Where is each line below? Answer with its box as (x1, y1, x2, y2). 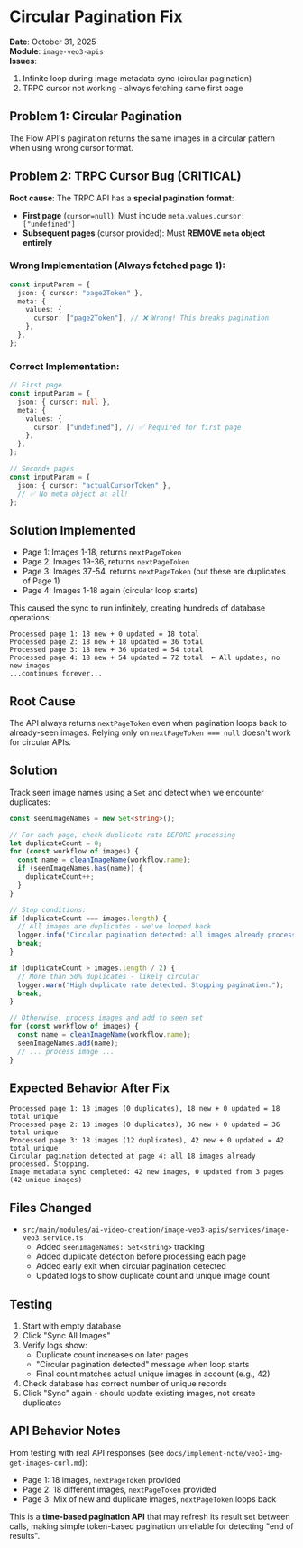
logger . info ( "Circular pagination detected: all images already (17, 930, 264, 940)
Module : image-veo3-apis (9, 45, 104, 56)
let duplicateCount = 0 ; (9, 838, 103, 848)
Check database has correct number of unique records (22, 1378, 227, 1389)
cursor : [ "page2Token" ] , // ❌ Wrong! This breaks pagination (32, 313, 270, 322)
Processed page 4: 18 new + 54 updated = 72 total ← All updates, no (9, 653, 280, 663)
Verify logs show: (22, 1339, 87, 1351)
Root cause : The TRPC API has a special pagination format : (9, 192, 234, 203)
